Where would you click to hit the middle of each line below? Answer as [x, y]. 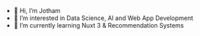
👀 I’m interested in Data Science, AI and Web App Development [103, 18]
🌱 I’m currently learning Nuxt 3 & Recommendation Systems [99, 25]
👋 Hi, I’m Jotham [37, 11]
